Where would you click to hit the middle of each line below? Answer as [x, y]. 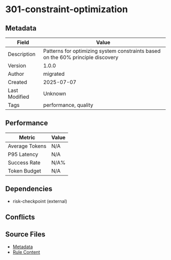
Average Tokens [27, 146]
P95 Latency [23, 154]
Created [18, 82]
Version [17, 66]
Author [16, 74]
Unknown [54, 94]
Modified [19, 97]
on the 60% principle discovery [81, 57]
